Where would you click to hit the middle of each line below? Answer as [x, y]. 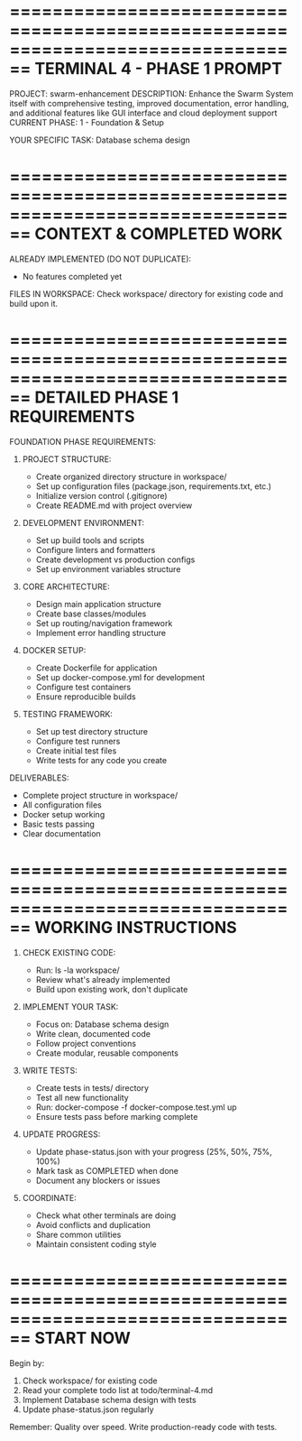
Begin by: [27, 1362]
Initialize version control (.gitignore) [102, 495]
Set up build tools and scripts [90, 540]
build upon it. [34, 303]
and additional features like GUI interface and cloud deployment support [143, 113]
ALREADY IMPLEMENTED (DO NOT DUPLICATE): [101, 259]
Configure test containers [83, 687]
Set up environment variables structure [108, 568]
